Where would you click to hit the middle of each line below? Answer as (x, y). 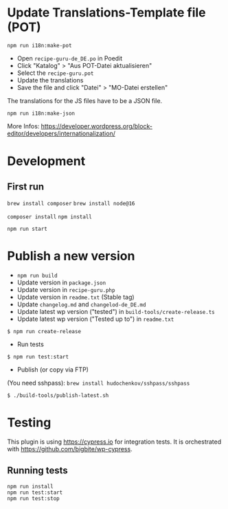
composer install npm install (50, 217)
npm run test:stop (33, 498)
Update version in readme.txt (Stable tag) (76, 297)
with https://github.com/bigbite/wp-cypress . (70, 449)
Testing (29, 423)
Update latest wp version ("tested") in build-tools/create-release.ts (116, 311)
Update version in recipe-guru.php (66, 289)
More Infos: (23, 126)
